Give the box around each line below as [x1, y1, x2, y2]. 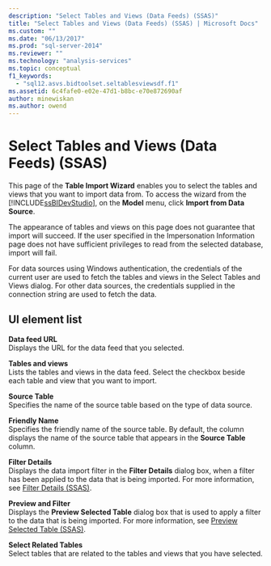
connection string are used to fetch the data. [8, 289, 157, 299]
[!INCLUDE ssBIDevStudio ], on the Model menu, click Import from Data [8, 198, 245, 208]
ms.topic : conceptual [8, 65, 82, 73]
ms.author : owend [8, 102, 67, 110]
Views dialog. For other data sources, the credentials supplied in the [8, 281, 235, 291]
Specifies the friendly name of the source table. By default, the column [8, 424, 244, 433]
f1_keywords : [8, 72, 53, 80]
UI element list [8, 313, 83, 327]
